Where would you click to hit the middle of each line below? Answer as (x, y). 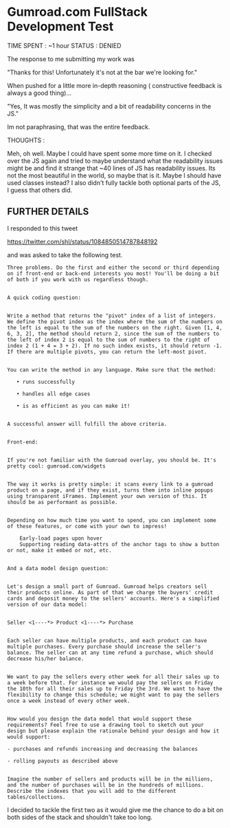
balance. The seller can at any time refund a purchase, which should (110, 653)
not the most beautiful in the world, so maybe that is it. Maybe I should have (114, 175)
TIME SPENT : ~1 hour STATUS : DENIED (64, 45)
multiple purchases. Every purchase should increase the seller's (104, 646)
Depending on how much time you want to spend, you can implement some (112, 520)
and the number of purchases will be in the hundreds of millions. (106, 785)
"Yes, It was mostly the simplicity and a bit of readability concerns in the (109, 106)
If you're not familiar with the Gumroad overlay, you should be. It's (112, 460)
